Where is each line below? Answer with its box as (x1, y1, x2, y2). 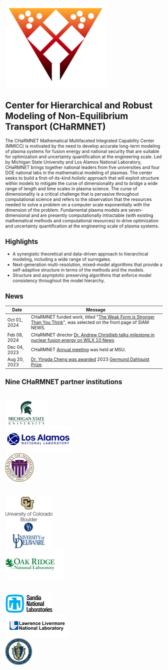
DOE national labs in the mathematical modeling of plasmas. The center (5, 170, 152, 176)
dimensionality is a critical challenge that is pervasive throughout (5, 191, 139, 197)
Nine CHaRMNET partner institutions (5, 377, 122, 386)
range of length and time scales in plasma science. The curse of (5, 185, 137, 192)
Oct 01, (7, 317, 23, 323)
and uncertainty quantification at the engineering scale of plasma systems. (5, 223, 159, 229)
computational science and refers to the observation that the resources (5, 196, 152, 202)
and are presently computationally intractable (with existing (31, 212, 153, 218)
